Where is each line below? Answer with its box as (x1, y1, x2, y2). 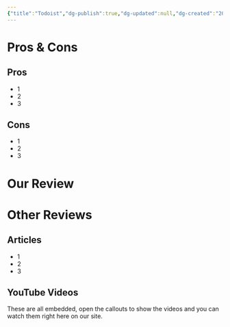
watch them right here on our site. (7, 312, 103, 320)
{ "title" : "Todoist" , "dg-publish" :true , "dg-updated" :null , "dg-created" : (7, 10, 216, 17)
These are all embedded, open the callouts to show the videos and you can (7, 305, 219, 313)
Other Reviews (7, 207, 92, 222)
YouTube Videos (7, 287, 79, 298)
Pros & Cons (7, 39, 78, 55)
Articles (7, 234, 42, 246)
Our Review (7, 176, 74, 192)
